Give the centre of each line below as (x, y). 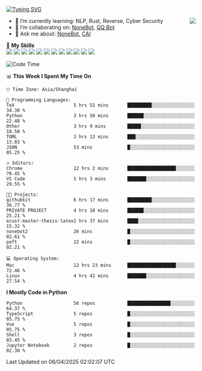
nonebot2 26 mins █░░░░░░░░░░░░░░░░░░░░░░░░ (101, 231)
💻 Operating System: (33, 259)
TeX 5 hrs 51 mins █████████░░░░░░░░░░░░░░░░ (101, 105)
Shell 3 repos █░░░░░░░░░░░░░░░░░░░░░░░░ (101, 335)
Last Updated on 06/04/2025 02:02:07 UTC (61, 362)
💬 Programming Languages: (38, 100)
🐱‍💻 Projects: (23, 195)
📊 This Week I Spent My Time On (49, 76)
